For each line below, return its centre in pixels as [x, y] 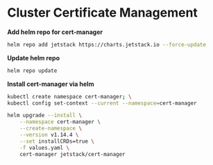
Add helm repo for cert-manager [55, 32]
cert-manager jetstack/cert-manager [73, 154]
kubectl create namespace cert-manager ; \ [69, 96]
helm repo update [32, 71]
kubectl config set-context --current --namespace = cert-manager [102, 103]
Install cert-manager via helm [51, 84]
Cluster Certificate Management [102, 13]
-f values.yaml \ [45, 148]
